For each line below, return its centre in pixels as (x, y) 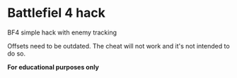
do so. (17, 53)
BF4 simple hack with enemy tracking (62, 32)
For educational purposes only (53, 67)
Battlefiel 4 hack (57, 13)
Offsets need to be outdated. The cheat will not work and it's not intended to (118, 46)
